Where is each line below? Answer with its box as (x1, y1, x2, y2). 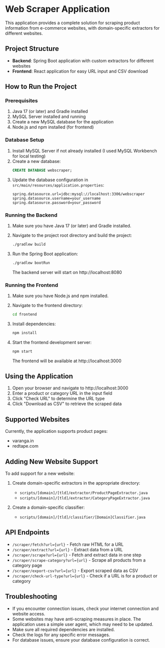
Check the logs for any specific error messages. (12, 632, 110, 638)
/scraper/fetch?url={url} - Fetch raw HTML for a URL (12, 541, 124, 547)
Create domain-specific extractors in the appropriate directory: (12, 480, 140, 486)
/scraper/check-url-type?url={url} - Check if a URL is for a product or (12, 572, 158, 578)
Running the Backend (5, 211, 58, 218)
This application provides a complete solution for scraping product (5, 20, 140, 26)
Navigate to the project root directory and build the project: (12, 232, 132, 238)
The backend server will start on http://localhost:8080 (12, 269, 122, 275)
